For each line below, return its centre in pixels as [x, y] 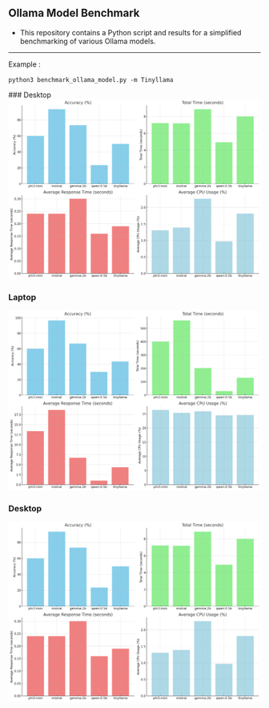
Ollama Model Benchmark [74, 13]
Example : [25, 64]
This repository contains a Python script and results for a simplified [130, 32]
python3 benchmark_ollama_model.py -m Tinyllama [91, 79]
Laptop [22, 297]
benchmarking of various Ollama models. [88, 41]
